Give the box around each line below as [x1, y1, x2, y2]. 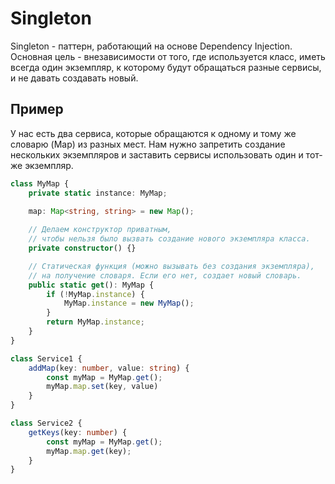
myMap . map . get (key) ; [46, 446, 132, 456]
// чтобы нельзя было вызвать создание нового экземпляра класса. [28, 234, 311, 244]
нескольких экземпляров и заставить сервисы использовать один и [10, 148, 304, 161]
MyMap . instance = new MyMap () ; [63, 298, 195, 309]
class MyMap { [10, 178, 70, 189]
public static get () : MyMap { [28, 280, 155, 290]
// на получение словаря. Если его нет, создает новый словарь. [28, 270, 302, 281]
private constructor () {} [28, 243, 137, 253]
